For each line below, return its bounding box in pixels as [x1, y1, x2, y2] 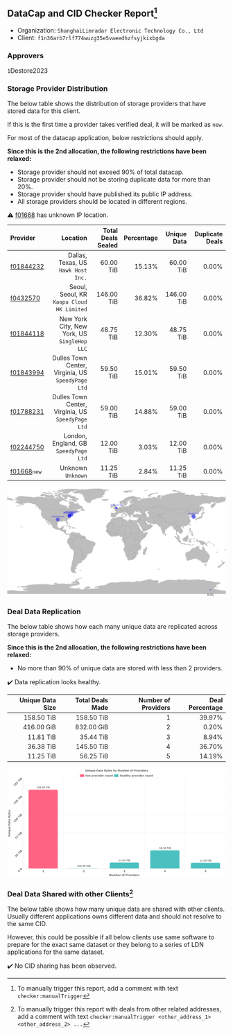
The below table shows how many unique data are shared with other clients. [7, 905, 225, 914]
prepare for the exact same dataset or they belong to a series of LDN [7, 941, 205, 949]
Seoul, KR [59, 290, 88, 299]
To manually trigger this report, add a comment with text [17, 984, 179, 993]
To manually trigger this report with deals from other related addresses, [17, 1005, 222, 1014]
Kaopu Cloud [53, 299, 88, 306]
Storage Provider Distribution [7, 84, 108, 94]
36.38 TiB [27, 742, 57, 751]
